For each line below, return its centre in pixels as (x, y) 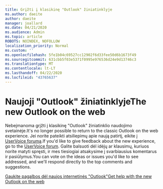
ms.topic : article (24, 37)
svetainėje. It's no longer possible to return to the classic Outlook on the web (82, 131)
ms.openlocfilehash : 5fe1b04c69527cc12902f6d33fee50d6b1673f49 (71, 55)
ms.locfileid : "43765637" (31, 77)
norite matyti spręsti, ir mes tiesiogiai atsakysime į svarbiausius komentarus (81, 151)
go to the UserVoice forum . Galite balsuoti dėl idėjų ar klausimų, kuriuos (77, 146)
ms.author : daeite (24, 14)
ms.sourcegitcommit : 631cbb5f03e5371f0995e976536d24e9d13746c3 (71, 59)
